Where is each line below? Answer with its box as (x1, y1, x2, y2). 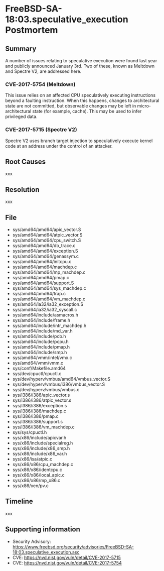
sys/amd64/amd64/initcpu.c (12, 259, 72, 265)
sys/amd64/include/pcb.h (12, 333, 66, 339)
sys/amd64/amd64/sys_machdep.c (12, 285, 86, 291)
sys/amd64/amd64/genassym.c (12, 253, 79, 259)
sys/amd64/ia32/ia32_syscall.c (12, 307, 77, 313)
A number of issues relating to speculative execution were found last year (5, 58, 157, 63)
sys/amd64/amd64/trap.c (12, 291, 66, 297)
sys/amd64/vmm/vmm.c (12, 360, 64, 366)
